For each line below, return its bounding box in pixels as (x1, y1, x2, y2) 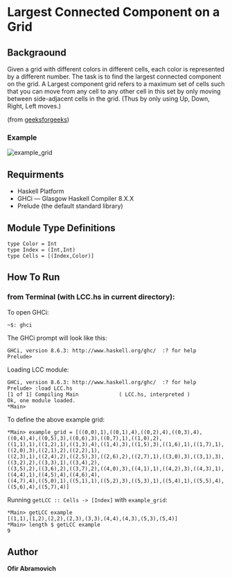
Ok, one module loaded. (7, 397, 76, 404)
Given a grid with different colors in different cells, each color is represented (7, 65, 225, 73)
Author (7, 546, 38, 558)
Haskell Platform (17, 187, 64, 195)
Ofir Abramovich (7, 564, 57, 573)
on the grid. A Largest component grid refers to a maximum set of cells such (7, 80, 225, 88)
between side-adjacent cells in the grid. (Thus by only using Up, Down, (7, 94, 210, 103)
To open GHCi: (7, 308, 50, 316)
